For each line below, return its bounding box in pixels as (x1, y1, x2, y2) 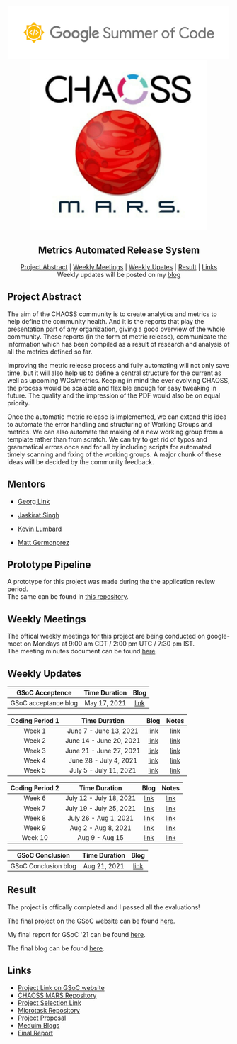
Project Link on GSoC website (17, 983, 105, 992)
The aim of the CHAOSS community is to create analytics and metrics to (7, 310, 217, 318)
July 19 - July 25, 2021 (64, 804, 137, 812)
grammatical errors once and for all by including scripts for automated (7, 442, 212, 451)
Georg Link (17, 497, 50, 505)
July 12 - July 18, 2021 (64, 794, 137, 802)
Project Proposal (17, 1014, 67, 1022)
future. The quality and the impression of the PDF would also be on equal (7, 391, 221, 400)
